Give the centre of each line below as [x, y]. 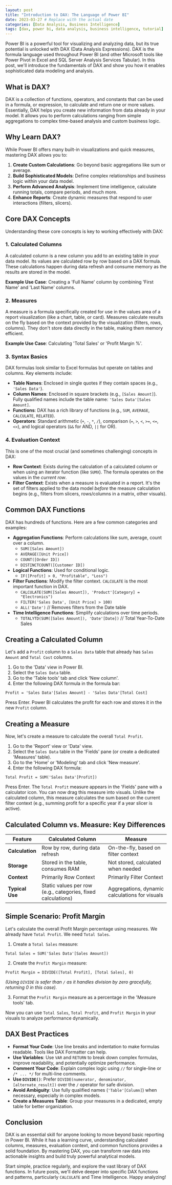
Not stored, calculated [134, 862]
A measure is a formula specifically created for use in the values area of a [83, 312]
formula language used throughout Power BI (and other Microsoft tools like [84, 55]
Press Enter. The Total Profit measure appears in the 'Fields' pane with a [84, 787]
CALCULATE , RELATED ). [34, 416]
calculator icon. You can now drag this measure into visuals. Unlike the [80, 792]
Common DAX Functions [45, 510]
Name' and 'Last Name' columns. [40, 287]
